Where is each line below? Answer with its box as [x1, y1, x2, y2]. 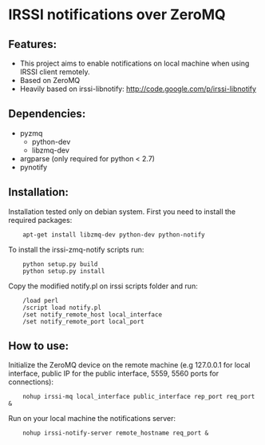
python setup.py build [22, 260, 98, 268]
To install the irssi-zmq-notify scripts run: [8, 244, 144, 254]
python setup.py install [22, 267, 105, 275]
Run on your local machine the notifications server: [8, 414, 176, 423]
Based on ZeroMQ [19, 76, 81, 85]
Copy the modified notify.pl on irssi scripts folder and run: [8, 281, 198, 291]
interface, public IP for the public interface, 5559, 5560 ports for [8, 369, 220, 379]
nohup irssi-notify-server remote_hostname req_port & [22, 429, 209, 437]
